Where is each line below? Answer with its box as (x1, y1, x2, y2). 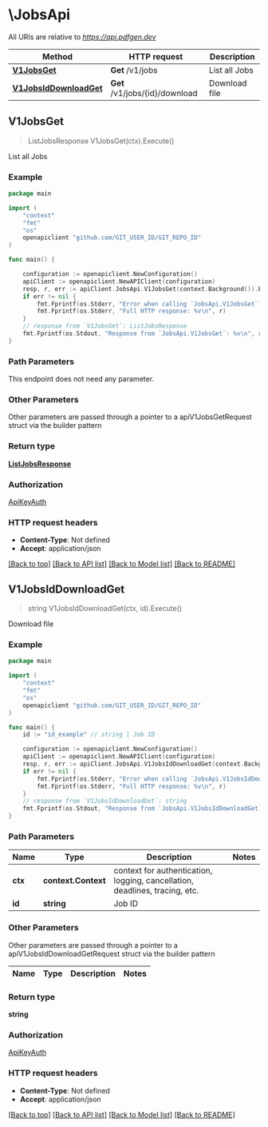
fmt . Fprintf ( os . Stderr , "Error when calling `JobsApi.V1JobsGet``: (37, 300, 266, 308)
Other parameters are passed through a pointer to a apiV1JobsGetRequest (8, 412, 253, 422)
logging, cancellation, (113, 875, 194, 886)
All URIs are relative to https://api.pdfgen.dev (8, 32, 157, 42)
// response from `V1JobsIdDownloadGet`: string (22, 797, 187, 805)
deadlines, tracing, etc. (113, 885, 199, 897)
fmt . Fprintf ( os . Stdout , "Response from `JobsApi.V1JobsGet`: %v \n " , (22, 330, 255, 338)
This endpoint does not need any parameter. (8, 374, 154, 384)
